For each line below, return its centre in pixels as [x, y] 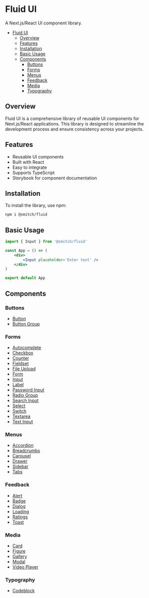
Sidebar [20, 467]
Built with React [28, 162]
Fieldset [20, 363]
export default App [25, 278]
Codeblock [24, 591]
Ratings [20, 517]
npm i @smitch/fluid [26, 215]
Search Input [25, 401]
